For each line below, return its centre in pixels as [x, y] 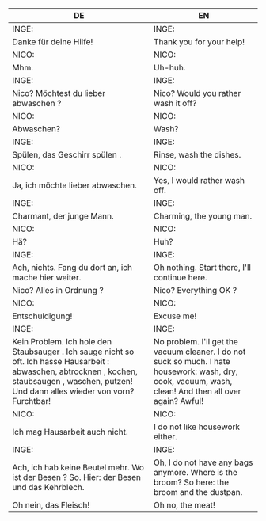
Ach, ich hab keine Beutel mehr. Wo [78, 468]
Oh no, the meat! [184, 505]
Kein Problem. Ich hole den [62, 342]
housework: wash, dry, [196, 371]
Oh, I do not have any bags [203, 462]
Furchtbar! [32, 401]
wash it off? [175, 103]
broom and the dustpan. [198, 492]
